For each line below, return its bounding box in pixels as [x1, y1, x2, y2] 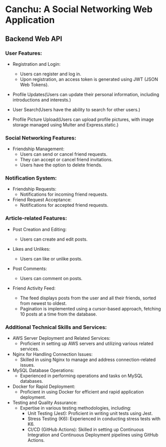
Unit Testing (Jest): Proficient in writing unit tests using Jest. [27, 411, 153, 417]
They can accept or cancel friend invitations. [20, 157, 113, 163]
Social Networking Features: [5, 134, 76, 141]
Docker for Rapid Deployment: [12, 383, 75, 390]
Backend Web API [5, 34, 62, 43]
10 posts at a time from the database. [20, 311, 97, 317]
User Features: [5, 50, 42, 57]
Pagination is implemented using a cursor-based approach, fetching [20, 305, 161, 311]
